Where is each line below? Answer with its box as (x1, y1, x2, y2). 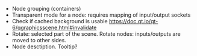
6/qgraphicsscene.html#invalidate (11, 24, 97, 31)
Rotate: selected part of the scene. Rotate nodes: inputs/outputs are (11, 30, 181, 38)
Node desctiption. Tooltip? (11, 43, 78, 50)
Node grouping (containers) (11, 5, 81, 12)
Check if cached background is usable (11, 18, 108, 24)
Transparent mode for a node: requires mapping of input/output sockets (11, 11, 191, 18)
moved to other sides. (11, 37, 66, 43)
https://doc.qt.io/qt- (108, 18, 158, 24)
